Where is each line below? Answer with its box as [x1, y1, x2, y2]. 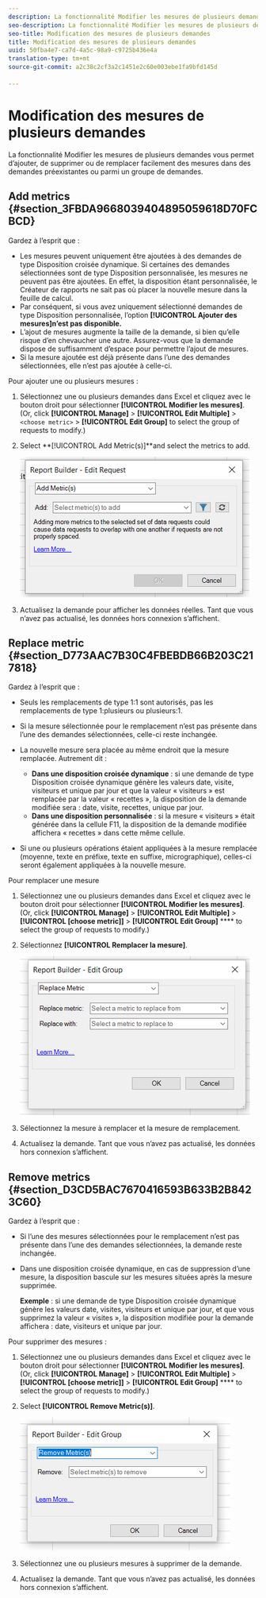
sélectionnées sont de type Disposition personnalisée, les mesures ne [19, 268, 248, 277]
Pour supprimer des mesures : [8, 1337, 107, 1346]
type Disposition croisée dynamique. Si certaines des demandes [19, 259, 230, 269]
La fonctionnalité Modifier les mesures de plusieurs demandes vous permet [8, 149, 255, 159]
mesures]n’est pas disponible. [19, 318, 123, 328]
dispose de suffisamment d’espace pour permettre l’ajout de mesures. [19, 344, 249, 353]
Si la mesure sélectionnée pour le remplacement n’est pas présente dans [19, 721, 257, 731]
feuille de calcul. [19, 293, 74, 303]
